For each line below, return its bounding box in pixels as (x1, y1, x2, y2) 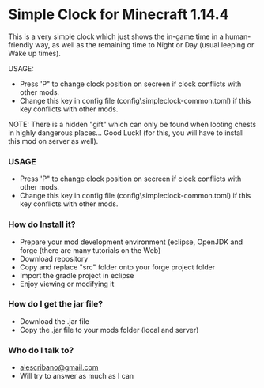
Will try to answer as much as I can (19, 371, 134, 381)
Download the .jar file (19, 316, 89, 326)
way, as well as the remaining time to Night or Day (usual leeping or (35, 40, 255, 49)
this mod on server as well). (8, 136, 99, 145)
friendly (8, 40, 34, 49)
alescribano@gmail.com (19, 363, 99, 372)
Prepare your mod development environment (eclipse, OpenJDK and (19, 237, 243, 247)
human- (224, 32, 251, 41)
